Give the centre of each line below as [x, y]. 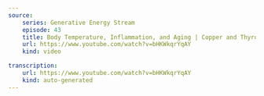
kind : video [42, 52]
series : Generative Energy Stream [79, 23]
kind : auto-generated [57, 80]
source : [21, 15]
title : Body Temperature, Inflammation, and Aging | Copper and [130, 37]
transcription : [33, 66]
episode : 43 [42, 30]
